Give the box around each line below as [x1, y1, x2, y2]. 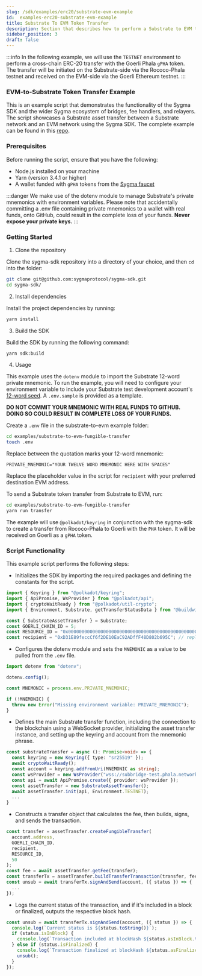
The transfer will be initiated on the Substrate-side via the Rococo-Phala [6, 66, 185, 73]
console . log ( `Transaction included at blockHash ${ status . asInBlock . [17, 936, 195, 942]
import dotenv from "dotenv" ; [6, 664, 82, 670]
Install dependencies [14, 293, 67, 300]
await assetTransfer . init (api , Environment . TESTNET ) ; [11, 788, 149, 794]
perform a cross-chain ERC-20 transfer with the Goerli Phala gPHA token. [6, 60, 185, 67]
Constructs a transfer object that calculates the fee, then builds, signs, [14, 811, 189, 818]
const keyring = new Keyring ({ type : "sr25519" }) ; [11, 755, 144, 761]
